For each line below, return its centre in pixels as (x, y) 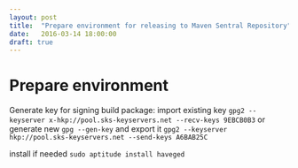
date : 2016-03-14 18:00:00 (63, 34)
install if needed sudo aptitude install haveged (97, 154)
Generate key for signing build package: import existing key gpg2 (127, 111)
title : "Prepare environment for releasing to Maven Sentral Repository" (150, 26)
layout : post (33, 17)
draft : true (31, 42)
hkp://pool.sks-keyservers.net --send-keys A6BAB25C (109, 138)
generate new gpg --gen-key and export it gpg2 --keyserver (118, 129)
